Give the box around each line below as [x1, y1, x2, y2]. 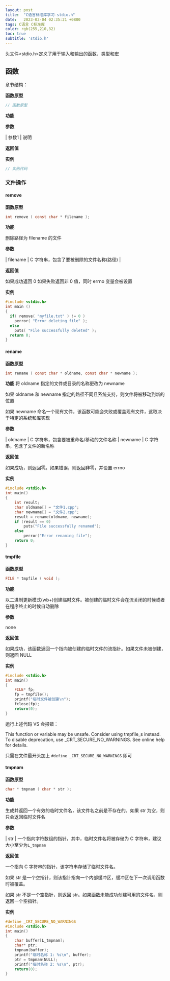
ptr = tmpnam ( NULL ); [14, 957, 58, 962]
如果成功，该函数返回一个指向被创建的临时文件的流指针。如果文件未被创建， [5, 645, 166, 652]
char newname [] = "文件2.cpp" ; [14, 509, 79, 515]
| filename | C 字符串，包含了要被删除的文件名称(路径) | [5, 256, 121, 263]
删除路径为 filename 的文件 [5, 235, 62, 241]
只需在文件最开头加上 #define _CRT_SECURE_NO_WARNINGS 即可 [5, 752, 132, 758]
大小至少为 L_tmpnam [5, 842, 46, 848]
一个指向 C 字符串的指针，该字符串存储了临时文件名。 [5, 864, 119, 870]
